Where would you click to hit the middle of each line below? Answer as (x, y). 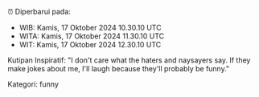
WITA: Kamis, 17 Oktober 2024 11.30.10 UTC (92, 36)
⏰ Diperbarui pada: (39, 12)
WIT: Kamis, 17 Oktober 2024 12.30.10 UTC (90, 44)
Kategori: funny (33, 84)
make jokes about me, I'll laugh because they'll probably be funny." (119, 69)
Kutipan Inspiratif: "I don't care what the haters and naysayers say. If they (129, 60)
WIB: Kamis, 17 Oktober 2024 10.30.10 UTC (90, 28)
